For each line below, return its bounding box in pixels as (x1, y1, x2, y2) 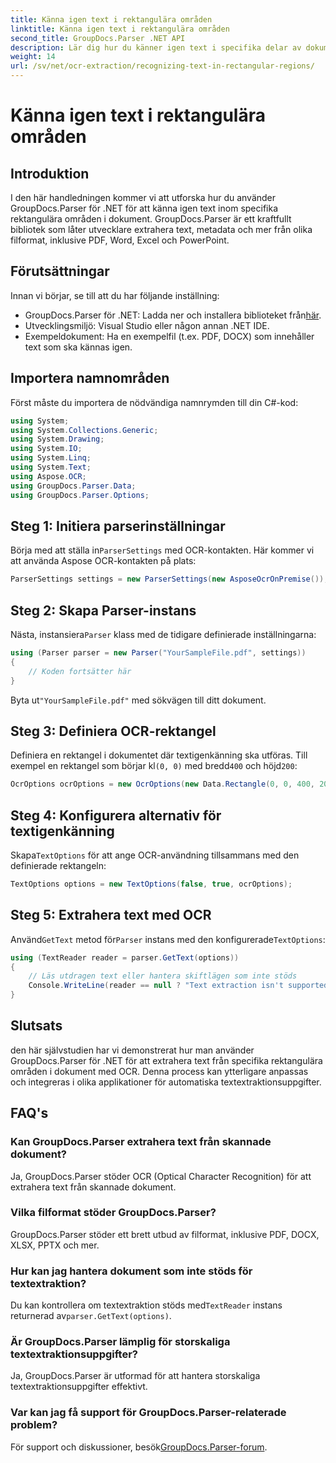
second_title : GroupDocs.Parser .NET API (10, 33, 186, 43)
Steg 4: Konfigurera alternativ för (10, 807, 222, 824)
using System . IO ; (10, 444, 83, 454)
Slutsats (10, 1017, 63, 1035)
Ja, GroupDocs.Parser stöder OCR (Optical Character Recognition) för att (10, 1170, 312, 1182)
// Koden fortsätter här (28, 666, 132, 676)
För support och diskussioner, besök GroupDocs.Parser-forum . (10, 1441, 268, 1453)
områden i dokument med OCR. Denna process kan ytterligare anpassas (10, 1065, 309, 1077)
